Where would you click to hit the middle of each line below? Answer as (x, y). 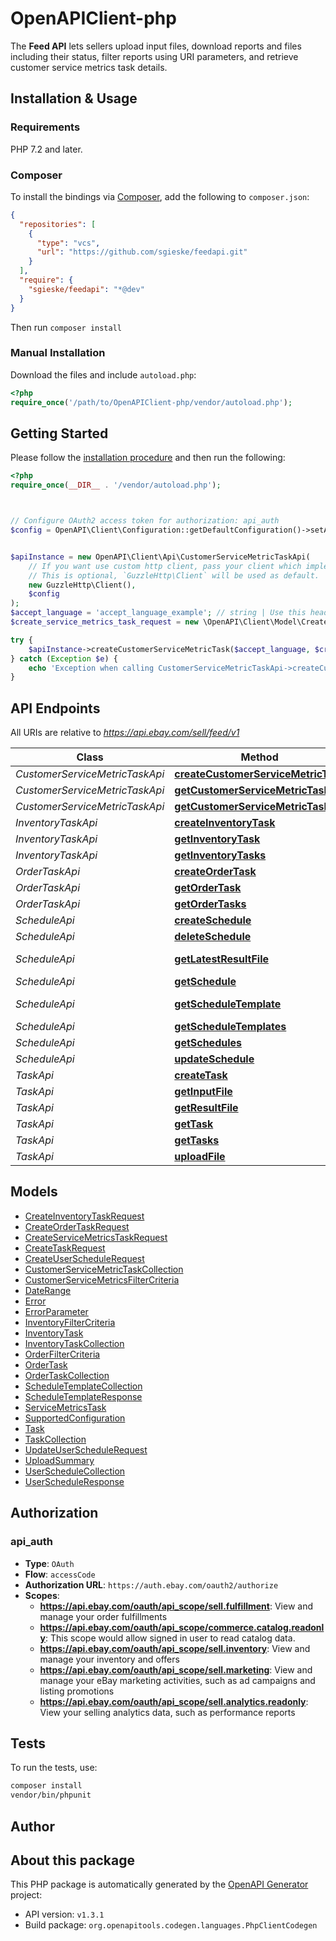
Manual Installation (58, 353)
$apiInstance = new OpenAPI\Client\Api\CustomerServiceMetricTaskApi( (160, 557)
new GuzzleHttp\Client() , (82, 585)
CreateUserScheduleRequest (84, 1258)
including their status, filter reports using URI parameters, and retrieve (154, 56)
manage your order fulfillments (103, 1616)
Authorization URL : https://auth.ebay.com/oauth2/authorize (151, 1584)
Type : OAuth (49, 1563)
